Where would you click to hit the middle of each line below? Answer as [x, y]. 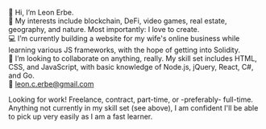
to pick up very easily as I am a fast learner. [81, 117]
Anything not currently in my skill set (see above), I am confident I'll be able [133, 108]
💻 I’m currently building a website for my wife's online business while [124, 38]
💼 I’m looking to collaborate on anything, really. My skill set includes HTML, [133, 58]
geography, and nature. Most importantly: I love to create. [104, 29]
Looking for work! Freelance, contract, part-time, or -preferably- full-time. [131, 99]
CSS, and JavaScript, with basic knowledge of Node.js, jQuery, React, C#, [131, 67]
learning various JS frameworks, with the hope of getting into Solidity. [124, 50]
